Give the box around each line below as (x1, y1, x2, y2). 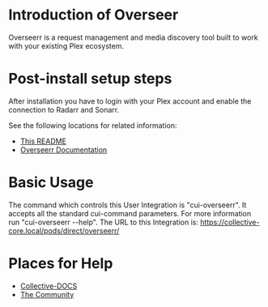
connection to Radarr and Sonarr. (8, 104, 120, 114)
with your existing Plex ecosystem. (8, 41, 125, 50)
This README (19, 136, 67, 146)
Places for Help (8, 254, 113, 272)
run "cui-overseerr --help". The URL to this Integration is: (8, 217, 198, 227)
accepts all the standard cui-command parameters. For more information (8, 208, 252, 218)
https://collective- (199, 217, 260, 227)
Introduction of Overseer (8, 6, 179, 24)
